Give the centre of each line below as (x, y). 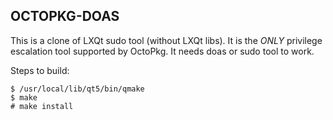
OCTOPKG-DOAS (65, 16)
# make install (42, 106)
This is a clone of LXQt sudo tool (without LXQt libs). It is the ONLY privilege (166, 40)
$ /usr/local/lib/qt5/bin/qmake (77, 89)
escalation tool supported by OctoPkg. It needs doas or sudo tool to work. (162, 51)
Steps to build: (40, 70)
